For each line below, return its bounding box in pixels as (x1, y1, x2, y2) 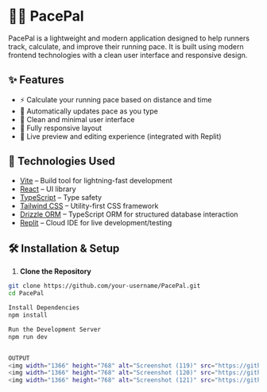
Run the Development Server (8, 325, 102, 333)
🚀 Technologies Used (8, 155, 115, 168)
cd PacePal (8, 290, 44, 298)
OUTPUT (8, 354, 30, 362)
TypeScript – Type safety (19, 192, 102, 202)
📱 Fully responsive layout (19, 123, 102, 133)
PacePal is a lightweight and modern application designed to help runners (8, 33, 250, 43)
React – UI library (19, 184, 77, 194)
